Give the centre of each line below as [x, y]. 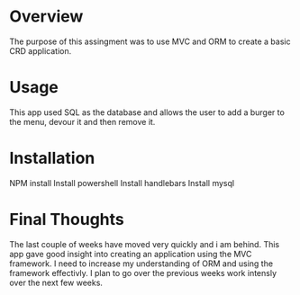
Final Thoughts [67, 219]
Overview [46, 17]
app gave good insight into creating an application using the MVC [131, 254]
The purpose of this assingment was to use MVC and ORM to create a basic [150, 41]
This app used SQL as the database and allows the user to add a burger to [147, 112]
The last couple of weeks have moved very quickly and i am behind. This [145, 244]
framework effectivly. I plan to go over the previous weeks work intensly [143, 273]
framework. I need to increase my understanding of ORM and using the [141, 264]
